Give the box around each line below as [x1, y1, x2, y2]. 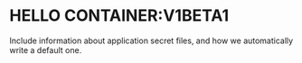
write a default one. [9, 44, 82, 55]
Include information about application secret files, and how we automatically [9, 35, 294, 46]
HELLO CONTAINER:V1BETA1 [9, 5, 229, 26]
